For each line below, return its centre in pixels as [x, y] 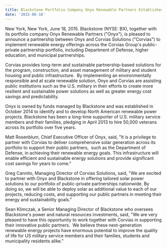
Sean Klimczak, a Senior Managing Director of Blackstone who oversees [79, 209]
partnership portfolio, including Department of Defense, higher [85, 50]
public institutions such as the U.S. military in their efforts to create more [79, 86]
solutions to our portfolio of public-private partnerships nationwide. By [77, 184]
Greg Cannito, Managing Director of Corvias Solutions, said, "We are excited [83, 173]
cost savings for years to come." [38, 163]
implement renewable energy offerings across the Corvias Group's [73, 44]
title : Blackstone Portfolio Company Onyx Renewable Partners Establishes [84, 10]
